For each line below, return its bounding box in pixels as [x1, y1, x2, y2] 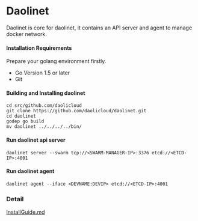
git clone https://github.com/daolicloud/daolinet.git [6, 108, 147, 114]
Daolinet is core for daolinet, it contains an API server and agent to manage [6, 24, 193, 31]
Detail [6, 195, 24, 203]
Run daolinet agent [6, 168, 55, 175]
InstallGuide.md [6, 208, 45, 216]
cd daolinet [6, 113, 36, 120]
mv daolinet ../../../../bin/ [6, 124, 82, 130]
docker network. [6, 30, 47, 37]
